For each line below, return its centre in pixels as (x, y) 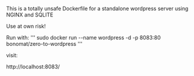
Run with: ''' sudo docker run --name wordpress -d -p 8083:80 (84, 37)
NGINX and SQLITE (30, 15)
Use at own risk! (26, 26)
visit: (12, 55)
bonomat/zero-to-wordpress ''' (44, 44)
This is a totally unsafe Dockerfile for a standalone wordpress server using (97, 9)
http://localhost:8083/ (33, 67)
